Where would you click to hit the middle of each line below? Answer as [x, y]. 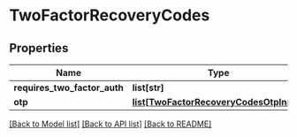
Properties [39, 48]
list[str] [148, 88]
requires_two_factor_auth [69, 88]
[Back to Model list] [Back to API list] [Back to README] [110, 124]
